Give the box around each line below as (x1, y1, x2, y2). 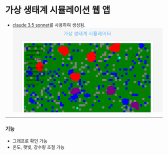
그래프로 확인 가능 (12, 138, 47, 144)
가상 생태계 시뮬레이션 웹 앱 (5, 4, 110, 16)
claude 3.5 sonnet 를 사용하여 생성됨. (12, 22, 86, 28)
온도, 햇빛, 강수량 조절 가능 (12, 144, 65, 150)
